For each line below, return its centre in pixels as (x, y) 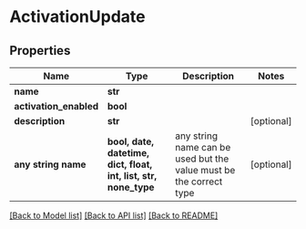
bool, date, (131, 141)
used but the (202, 159)
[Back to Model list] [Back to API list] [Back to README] (114, 215)
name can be (203, 147)
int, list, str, (133, 176)
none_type (131, 187)
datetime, (129, 153)
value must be (205, 170)
